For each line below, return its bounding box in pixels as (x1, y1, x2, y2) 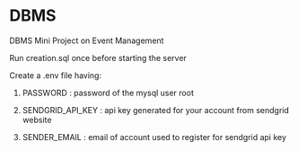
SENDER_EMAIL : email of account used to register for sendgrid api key (22, 131, 287, 142)
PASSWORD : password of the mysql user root (22, 87, 195, 98)
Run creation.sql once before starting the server (9, 52, 187, 63)
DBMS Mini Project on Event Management (9, 35, 164, 46)
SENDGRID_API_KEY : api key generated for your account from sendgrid (22, 104, 290, 115)
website (22, 114, 52, 125)
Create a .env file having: (9, 69, 101, 81)
